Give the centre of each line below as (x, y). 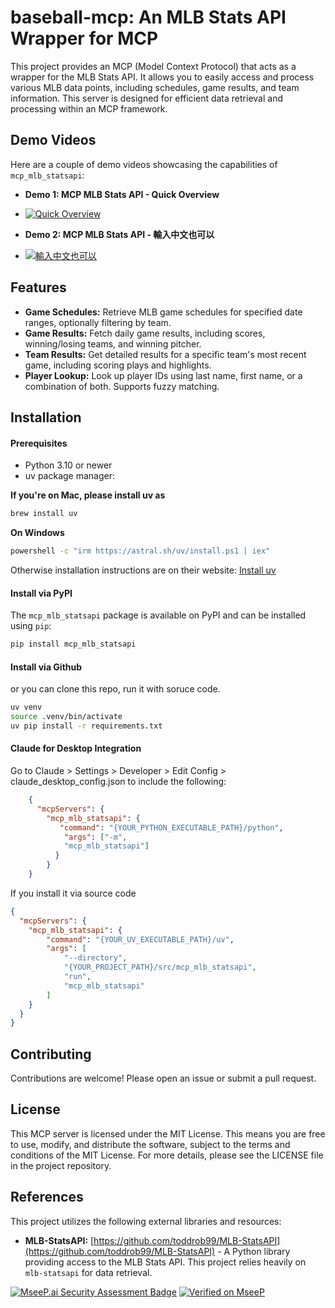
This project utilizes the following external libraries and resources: (146, 1221)
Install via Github (46, 667)
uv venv (26, 707)
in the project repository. (61, 1165)
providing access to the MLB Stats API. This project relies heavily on (165, 1262)
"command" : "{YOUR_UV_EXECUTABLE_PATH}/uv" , (140, 939)
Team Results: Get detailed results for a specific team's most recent (165, 354)
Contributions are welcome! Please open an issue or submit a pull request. (163, 1078)
